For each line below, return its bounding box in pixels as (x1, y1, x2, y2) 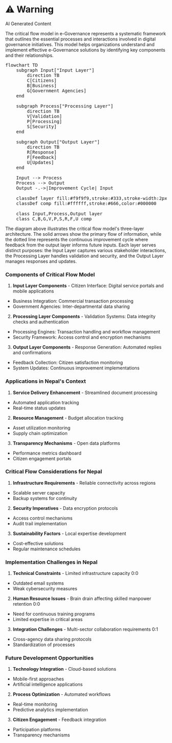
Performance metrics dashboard (12, 450, 82, 456)
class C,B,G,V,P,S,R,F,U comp (16, 216, 92, 221)
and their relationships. (5, 52, 54, 58)
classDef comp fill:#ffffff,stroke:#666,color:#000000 (16, 200, 157, 206)
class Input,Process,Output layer (16, 211, 103, 216)
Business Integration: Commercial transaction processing (12, 298, 134, 304)
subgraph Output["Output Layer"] (16, 139, 100, 145)
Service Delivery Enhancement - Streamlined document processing (12, 389, 158, 396)
